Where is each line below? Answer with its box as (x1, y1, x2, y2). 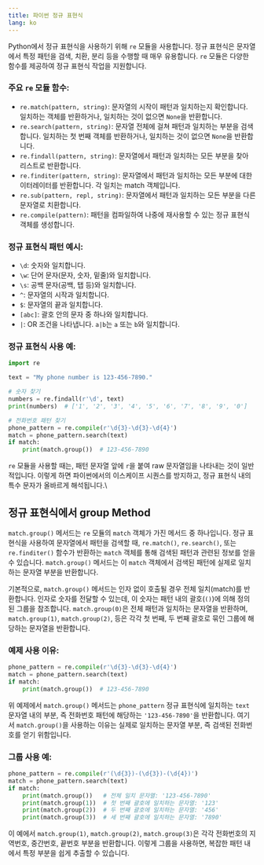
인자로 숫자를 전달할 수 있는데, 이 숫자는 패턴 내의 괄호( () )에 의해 (37, 594, 236, 603)
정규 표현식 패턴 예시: (8, 241, 84, 252)
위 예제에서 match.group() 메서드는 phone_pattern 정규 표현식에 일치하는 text (8, 700, 250, 709)
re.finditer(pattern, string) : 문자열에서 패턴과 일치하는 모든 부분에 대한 (19, 170, 253, 180)
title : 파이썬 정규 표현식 (8, 11, 83, 20)
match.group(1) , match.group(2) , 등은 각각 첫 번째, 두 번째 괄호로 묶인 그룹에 (8, 614, 246, 623)
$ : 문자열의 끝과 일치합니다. (19, 300, 104, 310)
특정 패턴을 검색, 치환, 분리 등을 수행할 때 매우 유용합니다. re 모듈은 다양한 (22, 51, 249, 60)
